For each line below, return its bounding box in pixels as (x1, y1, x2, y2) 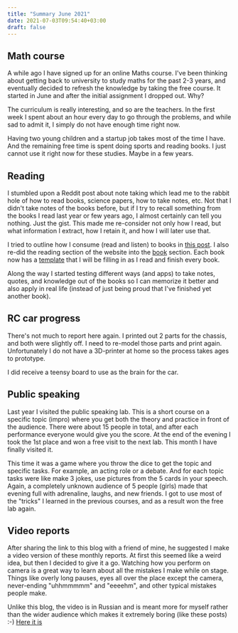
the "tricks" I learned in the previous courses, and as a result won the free (7, 496, 224, 505)
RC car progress (7, 312, 81, 324)
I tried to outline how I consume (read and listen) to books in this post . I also (7, 240, 229, 249)
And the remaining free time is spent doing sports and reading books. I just (7, 142, 227, 150)
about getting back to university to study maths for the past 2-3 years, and (7, 76, 226, 85)
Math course (7, 50, 65, 62)
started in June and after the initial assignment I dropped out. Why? (7, 92, 205, 100)
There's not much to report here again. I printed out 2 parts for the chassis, (7, 331, 227, 340)
